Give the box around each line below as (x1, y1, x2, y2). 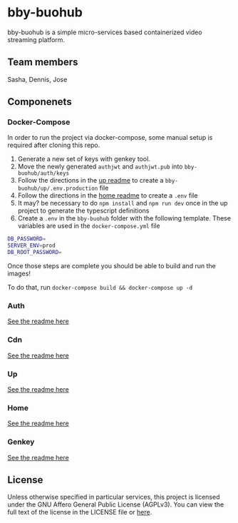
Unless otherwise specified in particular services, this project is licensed (7, 493, 220, 502)
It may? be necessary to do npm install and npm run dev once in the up (17, 199, 228, 208)
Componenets (7, 96, 73, 108)
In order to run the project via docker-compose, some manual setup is (7, 133, 213, 142)
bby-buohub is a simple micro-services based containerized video (7, 28, 202, 36)
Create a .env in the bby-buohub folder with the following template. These (17, 214, 232, 223)
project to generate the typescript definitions (17, 206, 150, 215)
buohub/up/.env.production (17, 185, 98, 193)
